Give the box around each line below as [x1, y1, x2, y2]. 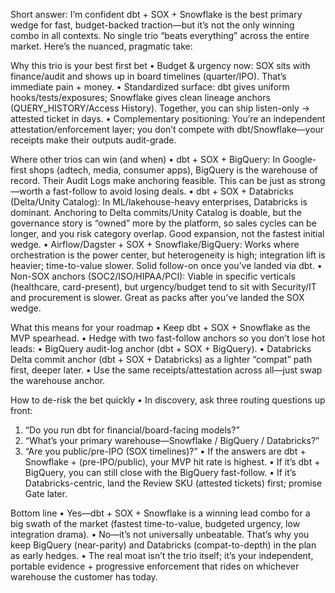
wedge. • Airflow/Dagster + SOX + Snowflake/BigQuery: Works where [10, 239, 300, 250]
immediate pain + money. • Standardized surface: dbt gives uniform [10, 81, 290, 93]
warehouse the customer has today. [10, 571, 158, 583]
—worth [10, 185, 43, 197]
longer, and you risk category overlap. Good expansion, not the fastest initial [10, 228, 325, 239]
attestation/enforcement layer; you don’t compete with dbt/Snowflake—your [10, 124, 325, 135]
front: [10, 405, 33, 416]
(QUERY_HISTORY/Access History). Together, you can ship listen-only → [10, 102, 311, 114]
